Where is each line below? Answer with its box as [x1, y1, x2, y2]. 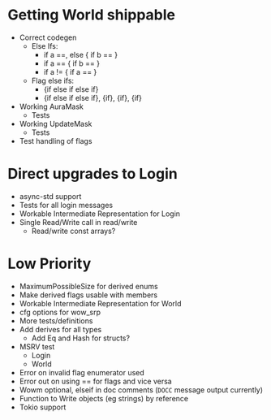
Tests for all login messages [19, 200, 114, 210]
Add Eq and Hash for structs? [31, 333, 131, 343]
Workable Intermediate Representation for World [19, 298, 182, 308]
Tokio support [19, 402, 67, 412]
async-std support [19, 191, 82, 201]
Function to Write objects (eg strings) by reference [19, 393, 188, 403]
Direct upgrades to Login [7, 165, 178, 184]
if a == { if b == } [43, 58, 101, 68]
